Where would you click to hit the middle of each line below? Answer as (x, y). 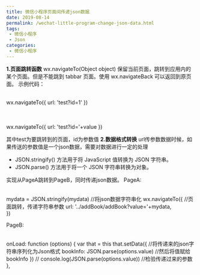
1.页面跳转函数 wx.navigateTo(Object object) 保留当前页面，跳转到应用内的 (98, 69)
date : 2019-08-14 (28, 17)
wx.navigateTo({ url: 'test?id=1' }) (47, 102)
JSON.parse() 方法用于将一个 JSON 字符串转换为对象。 (83, 167)
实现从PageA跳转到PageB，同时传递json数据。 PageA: (74, 180)
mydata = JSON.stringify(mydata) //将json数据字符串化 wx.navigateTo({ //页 (100, 199)
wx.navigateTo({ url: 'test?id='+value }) (54, 126)
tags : (13, 29)
